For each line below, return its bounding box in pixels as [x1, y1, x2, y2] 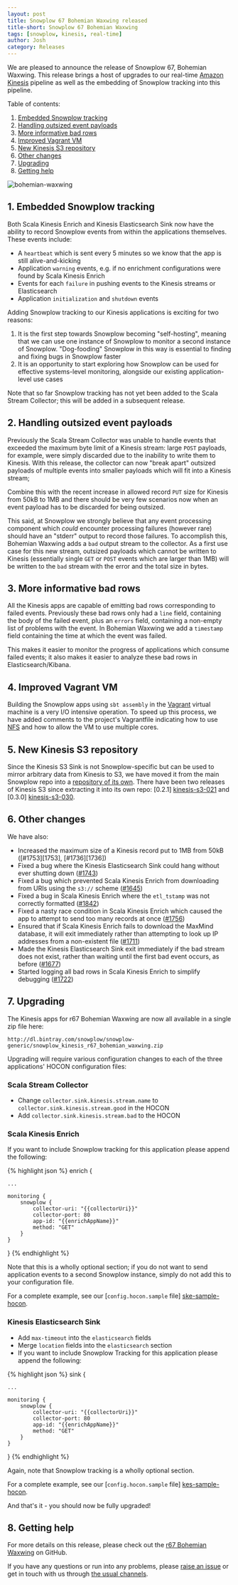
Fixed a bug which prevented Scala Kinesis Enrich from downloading [17, 876, 219, 884]
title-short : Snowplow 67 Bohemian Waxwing [7, 24, 139, 31]
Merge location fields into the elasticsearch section [17, 1341, 173, 1349]
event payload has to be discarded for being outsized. [7, 502, 166, 511]
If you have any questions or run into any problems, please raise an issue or [7, 1562, 229, 1571]
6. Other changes [7, 813, 86, 825]
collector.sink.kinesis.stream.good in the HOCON [17, 1103, 170, 1112]
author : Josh [7, 37, 46, 44]
